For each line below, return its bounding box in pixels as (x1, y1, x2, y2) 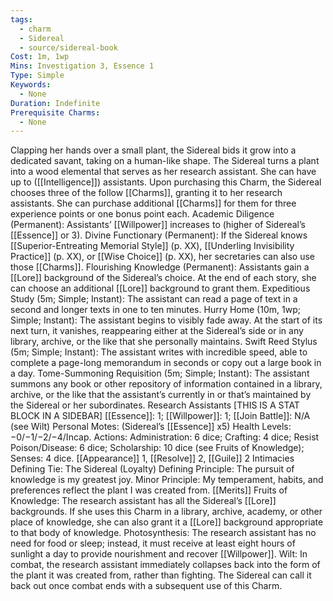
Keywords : (10, 80, 52, 90)
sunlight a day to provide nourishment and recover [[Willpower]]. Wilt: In (10, 548, 308, 560)
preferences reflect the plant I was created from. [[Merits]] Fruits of (10, 484, 288, 496)
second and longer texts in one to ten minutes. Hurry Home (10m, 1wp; (10, 304, 301, 316)
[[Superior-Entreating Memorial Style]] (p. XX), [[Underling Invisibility (10, 240, 295, 252)
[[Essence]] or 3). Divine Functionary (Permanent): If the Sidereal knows (10, 229, 308, 241)
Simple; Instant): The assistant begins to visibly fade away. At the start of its (10, 314, 323, 326)
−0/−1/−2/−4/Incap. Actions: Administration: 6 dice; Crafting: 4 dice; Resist (10, 431, 320, 443)
